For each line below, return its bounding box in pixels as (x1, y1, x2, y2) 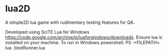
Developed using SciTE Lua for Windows (5, 29, 89, 35)
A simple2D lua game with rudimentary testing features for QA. (5, 19, 135, 25)
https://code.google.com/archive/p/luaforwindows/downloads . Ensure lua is (5, 34, 162, 40)
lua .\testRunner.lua (5, 45, 45, 51)
